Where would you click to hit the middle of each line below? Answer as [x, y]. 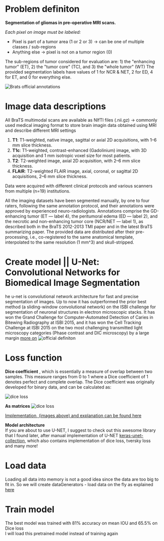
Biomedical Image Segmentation [73, 283]
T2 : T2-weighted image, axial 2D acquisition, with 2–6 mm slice [76, 161]
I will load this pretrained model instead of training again [62, 533]
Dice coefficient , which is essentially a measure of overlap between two [79, 371]
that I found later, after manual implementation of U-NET [62, 435]
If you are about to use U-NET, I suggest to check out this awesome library [81, 430]
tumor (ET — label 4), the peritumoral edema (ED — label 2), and [93, 216]
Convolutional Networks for [63, 272]
